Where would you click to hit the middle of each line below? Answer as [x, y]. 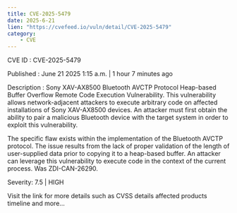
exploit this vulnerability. [43, 125]
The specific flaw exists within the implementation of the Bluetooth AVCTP [115, 139]
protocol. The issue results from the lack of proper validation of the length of [119, 146]
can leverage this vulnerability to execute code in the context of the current [117, 161]
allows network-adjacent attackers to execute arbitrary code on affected [113, 102]
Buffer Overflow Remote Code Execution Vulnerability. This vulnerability [112, 95]
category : [22, 34]
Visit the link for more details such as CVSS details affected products [107, 196]
